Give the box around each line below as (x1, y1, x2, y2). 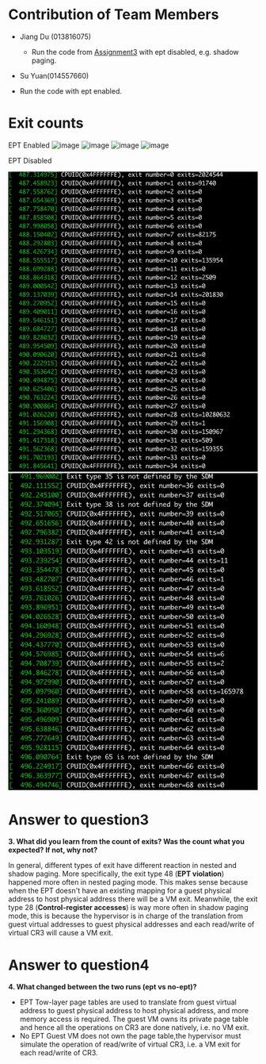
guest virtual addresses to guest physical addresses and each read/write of (8, 920, 255, 929)
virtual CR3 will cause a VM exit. (8, 928, 113, 938)
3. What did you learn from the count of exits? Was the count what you (8, 837, 245, 847)
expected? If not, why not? (8, 845, 98, 855)
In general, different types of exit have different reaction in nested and (8, 861, 237, 870)
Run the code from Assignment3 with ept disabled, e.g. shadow (31, 47, 239, 56)
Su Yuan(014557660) (19, 71, 89, 80)
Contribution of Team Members (8, 6, 219, 24)
